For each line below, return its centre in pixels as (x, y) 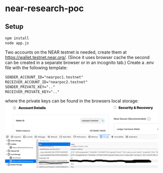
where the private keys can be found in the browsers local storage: (72, 101)
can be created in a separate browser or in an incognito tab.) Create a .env (80, 62)
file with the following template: (36, 68)
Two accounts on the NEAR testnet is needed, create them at (66, 52)
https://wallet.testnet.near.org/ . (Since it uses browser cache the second (77, 57)
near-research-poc (44, 9)
